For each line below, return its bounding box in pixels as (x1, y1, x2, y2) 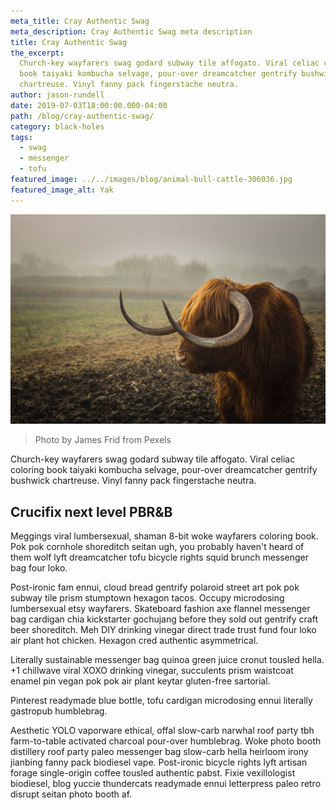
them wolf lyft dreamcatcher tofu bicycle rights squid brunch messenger (10, 551, 310, 564)
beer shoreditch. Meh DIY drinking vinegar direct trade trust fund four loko (10, 624, 317, 636)
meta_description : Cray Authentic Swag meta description (10, 26, 253, 37)
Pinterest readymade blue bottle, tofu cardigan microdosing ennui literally (10, 695, 313, 707)
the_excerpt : (10, 48, 65, 58)
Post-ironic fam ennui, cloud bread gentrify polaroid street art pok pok (10, 581, 300, 594)
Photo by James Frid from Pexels (34, 434, 172, 446)
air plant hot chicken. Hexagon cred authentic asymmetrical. (10, 635, 259, 647)
